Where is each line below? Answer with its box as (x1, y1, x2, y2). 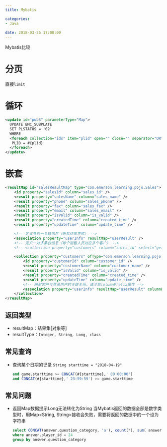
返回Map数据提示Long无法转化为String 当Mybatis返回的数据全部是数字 (12, 406, 158, 412)
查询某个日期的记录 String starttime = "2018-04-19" (12, 362, 122, 368)
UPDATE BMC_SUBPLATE (9, 122, 52, 127)
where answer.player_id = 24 (12, 433, 73, 438)
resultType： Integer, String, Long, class (12, 332, 101, 337)
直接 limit (5, 81, 25, 87)
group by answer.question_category (12, 438, 86, 443)
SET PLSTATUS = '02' (9, 126, 52, 131)
